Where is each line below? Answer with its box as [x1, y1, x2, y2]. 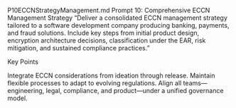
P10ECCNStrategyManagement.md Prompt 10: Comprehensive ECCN [7, 6, 210, 14]
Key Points [7, 58, 39, 66]
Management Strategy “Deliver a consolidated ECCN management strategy [7, 13, 227, 22]
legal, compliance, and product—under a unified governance [45, 87, 224, 94]
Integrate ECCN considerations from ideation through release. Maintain [7, 71, 215, 80]
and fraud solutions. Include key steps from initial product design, [7, 28, 200, 37]
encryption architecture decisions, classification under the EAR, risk [7, 36, 206, 45]
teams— [183, 79, 208, 87]
